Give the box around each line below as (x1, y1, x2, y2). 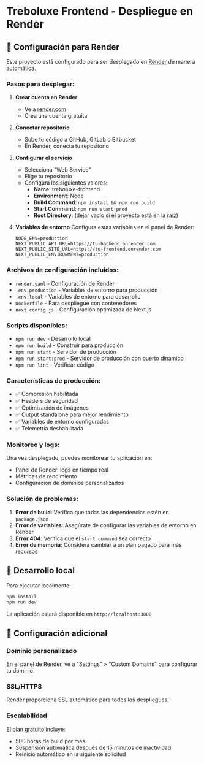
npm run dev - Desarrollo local (15, 335, 91, 342)
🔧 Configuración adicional (6, 628, 108, 638)
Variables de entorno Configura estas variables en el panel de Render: (15, 224, 195, 231)
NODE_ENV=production (15, 235, 68, 242)
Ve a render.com (24, 105, 66, 113)
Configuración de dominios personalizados (15, 479, 124, 487)
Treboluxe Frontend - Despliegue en (6, 4, 194, 18)
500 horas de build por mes (15, 737, 86, 744)
